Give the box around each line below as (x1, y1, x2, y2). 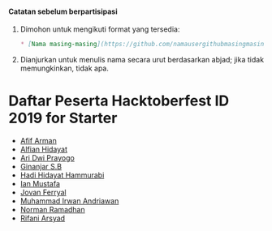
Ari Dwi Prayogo (19, 153, 75, 163)
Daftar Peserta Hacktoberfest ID (8, 92, 230, 110)
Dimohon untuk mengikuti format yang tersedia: (19, 24, 180, 34)
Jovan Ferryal (19, 187, 67, 198)
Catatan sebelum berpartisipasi (8, 6, 118, 16)
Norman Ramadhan (19, 205, 85, 215)
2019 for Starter (8, 109, 118, 127)
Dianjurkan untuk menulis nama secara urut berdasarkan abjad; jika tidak (19, 55, 265, 65)
